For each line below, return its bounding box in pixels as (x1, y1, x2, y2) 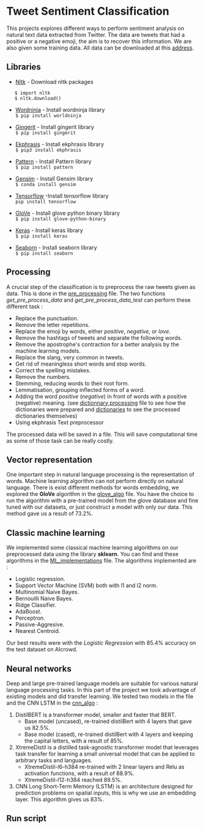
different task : (6, 302, 43, 310)
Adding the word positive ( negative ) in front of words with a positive (15, 392, 187, 400)
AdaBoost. (15, 608, 42, 615)
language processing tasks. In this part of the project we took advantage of (6, 686, 196, 693)
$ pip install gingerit (15, 130, 76, 136)
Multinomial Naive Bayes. (15, 588, 80, 596)
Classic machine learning (6, 528, 105, 538)
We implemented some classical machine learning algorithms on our (6, 544, 179, 552)
